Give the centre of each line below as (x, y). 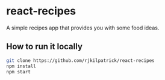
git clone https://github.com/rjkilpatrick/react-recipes (80, 60)
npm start (19, 72)
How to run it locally (45, 47)
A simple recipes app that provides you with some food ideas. (83, 28)
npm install (21, 66)
